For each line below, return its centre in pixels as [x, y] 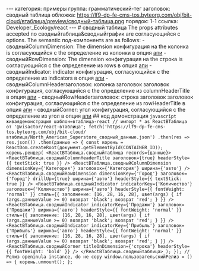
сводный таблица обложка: [41, 15]
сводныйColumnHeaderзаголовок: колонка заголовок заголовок [88, 84]
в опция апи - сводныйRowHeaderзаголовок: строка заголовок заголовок [100, 97]
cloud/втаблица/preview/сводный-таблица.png [65, 21]
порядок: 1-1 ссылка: [152, 21]
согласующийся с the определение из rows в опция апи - [79, 65]
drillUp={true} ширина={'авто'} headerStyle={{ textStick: [107, 179]
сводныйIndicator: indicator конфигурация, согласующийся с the [88, 72]
